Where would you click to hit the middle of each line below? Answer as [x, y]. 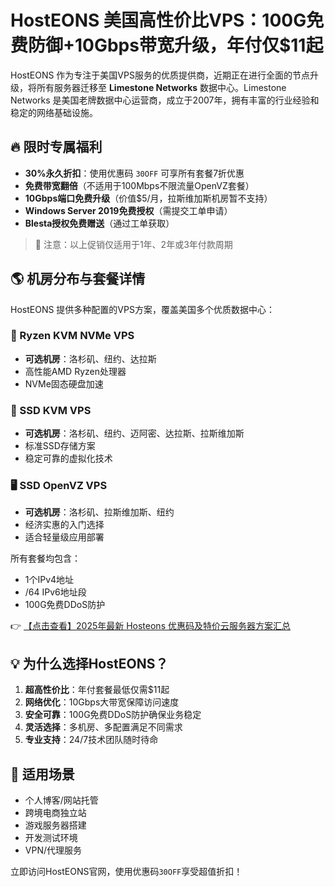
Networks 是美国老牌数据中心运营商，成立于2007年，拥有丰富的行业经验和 [165, 100]
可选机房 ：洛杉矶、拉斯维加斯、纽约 [99, 512]
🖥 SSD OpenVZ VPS [59, 486]
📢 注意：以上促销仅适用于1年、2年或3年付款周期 [133, 244]
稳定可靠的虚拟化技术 [68, 458]
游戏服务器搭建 [55, 825]
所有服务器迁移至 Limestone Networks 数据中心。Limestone [161, 87]
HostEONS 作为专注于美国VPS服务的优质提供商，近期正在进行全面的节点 [160, 75]
